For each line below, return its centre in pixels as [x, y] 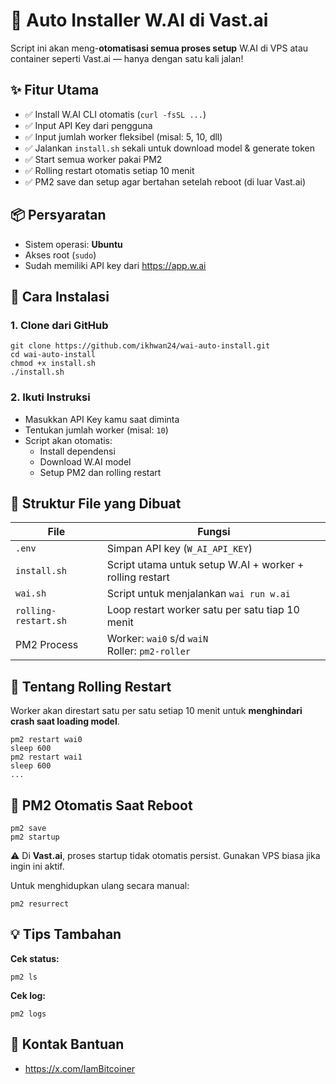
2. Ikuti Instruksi [50, 397]
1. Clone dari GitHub [59, 325]
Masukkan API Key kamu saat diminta [102, 419]
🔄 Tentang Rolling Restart [91, 686]
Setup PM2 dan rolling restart [100, 472]
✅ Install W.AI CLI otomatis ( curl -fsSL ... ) [115, 114]
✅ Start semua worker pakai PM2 [93, 159]
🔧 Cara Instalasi [60, 296]
